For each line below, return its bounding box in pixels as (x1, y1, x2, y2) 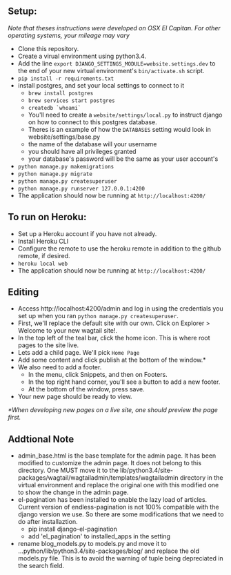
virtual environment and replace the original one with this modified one (17, 481, 219, 489)
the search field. (17, 562, 65, 570)
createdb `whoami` (28, 104, 81, 111)
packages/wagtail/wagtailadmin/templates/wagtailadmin (17, 474, 179, 482)
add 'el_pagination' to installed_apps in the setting (28, 532, 171, 540)
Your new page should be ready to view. (17, 393, 132, 401)
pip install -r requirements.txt (17, 75, 114, 82)
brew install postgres (28, 90, 94, 97)
